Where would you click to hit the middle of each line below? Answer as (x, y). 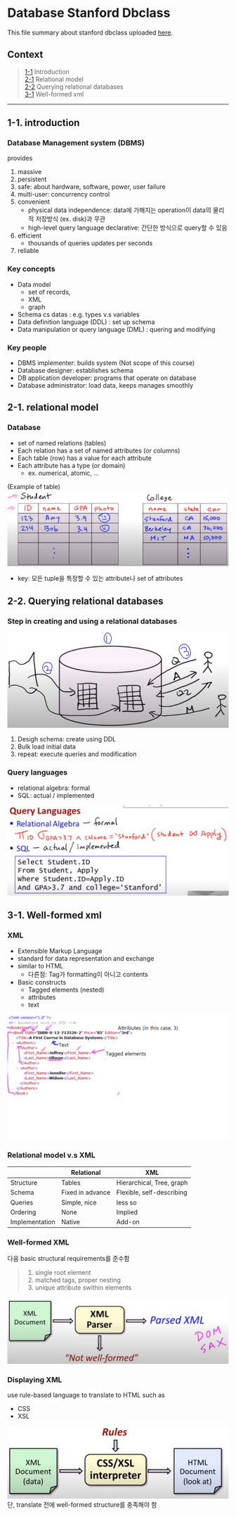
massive (29, 172)
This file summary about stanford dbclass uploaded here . (90, 32)
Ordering (23, 1212)
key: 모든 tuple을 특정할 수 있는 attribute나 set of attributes (100, 579)
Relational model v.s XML (52, 1155)
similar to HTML (40, 966)
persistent (32, 179)
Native (71, 1222)
